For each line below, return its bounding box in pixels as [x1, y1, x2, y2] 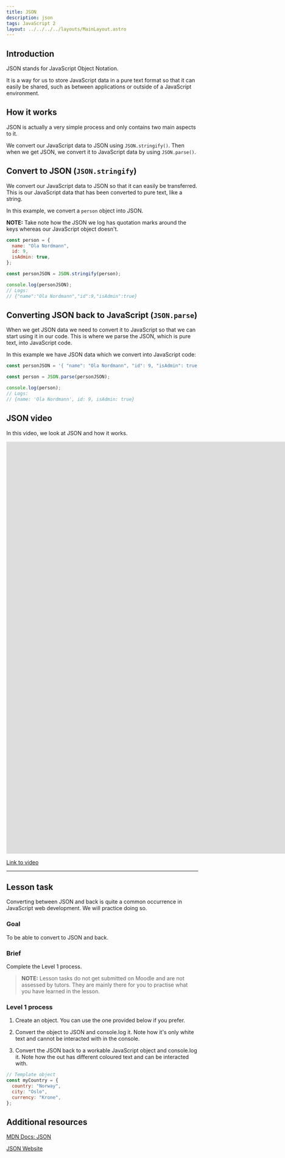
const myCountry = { [6, 1077, 59, 1084]
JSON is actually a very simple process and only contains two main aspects [6, 123, 196, 131]
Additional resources [6, 1116, 88, 1127]
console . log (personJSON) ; [6, 281, 72, 288]
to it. [6, 129, 18, 137]
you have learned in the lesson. [21, 987, 100, 995]
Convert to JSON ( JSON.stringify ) [6, 166, 137, 176]
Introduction [6, 48, 55, 59]
